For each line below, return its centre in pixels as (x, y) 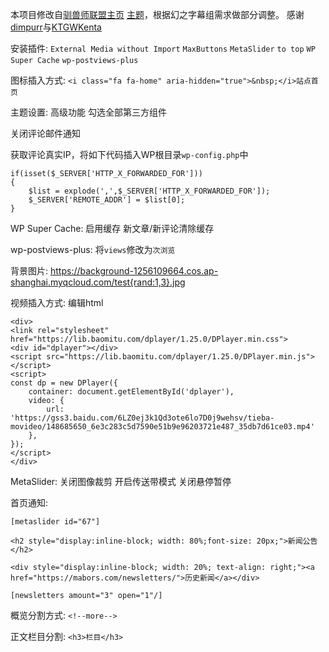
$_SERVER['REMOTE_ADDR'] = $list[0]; (107, 200)
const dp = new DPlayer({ (64, 383)
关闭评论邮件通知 (45, 133)
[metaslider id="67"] (55, 522)
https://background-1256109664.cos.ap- (134, 271)
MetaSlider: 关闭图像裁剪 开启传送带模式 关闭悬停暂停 (121, 481)
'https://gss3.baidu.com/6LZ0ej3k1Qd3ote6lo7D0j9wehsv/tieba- (142, 418)
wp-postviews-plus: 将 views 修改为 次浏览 (93, 249)
